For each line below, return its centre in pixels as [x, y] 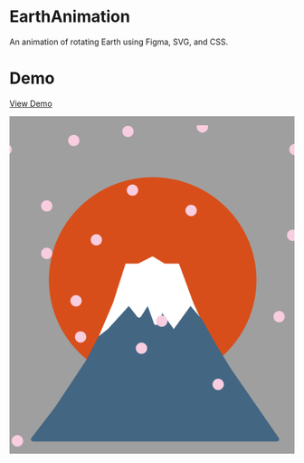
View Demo [31, 103]
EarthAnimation [70, 17]
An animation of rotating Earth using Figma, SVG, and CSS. [119, 42]
